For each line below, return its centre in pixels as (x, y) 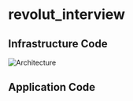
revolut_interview (67, 15)
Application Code (52, 87)
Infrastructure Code (58, 44)
